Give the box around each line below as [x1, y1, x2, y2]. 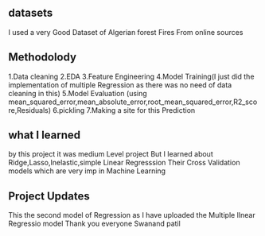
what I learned [8, 129, 81, 142]
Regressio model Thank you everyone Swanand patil [8, 219, 181, 229]
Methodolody [8, 51, 77, 64]
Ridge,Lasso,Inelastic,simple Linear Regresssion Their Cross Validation [8, 158, 240, 168]
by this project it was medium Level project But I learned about [8, 149, 213, 159]
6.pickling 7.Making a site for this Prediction [53, 105, 196, 114]
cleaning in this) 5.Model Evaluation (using [8, 88, 147, 98]
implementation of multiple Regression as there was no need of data [8, 79, 232, 90]
